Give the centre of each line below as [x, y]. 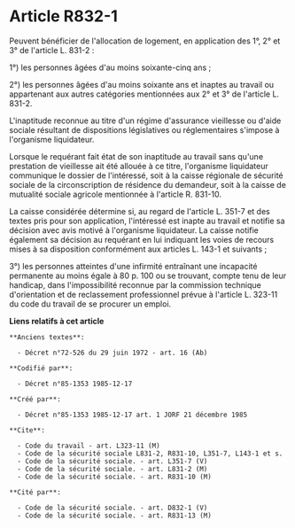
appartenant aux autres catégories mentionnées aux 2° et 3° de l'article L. [144, 94]
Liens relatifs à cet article [57, 321]
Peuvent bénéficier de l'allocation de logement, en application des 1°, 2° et [145, 41]
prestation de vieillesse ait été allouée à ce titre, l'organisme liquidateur [139, 166]
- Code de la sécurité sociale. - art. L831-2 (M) [113, 469]
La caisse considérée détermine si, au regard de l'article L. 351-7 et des [140, 211]
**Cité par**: [35, 492]
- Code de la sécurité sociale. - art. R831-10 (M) [115, 477]
